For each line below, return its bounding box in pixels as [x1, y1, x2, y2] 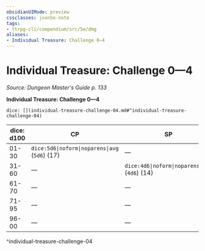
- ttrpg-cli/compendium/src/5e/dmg [6, 26, 97, 32]
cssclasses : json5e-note [6, 15, 70, 21]
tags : [6, 20, 20, 26]
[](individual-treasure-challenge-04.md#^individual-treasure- [22, 107, 187, 114]
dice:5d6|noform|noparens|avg [31, 145, 119, 151]
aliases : [6, 32, 29, 38]
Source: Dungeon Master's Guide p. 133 [6, 84, 107, 91]
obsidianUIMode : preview [6, 9, 70, 15]
